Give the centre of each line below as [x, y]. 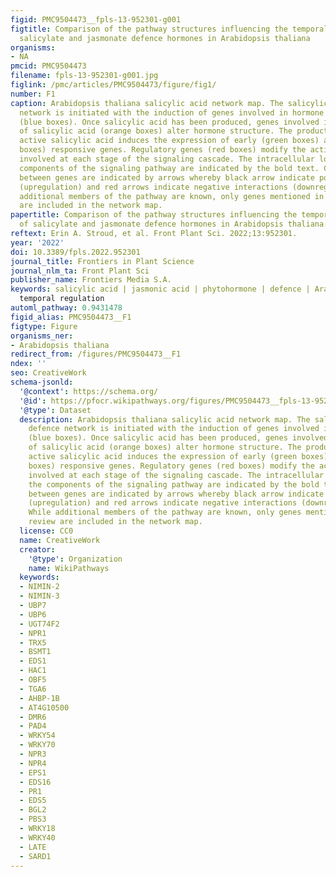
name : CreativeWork [60, 540]
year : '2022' [37, 242]
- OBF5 [33, 680]
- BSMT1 [35, 652]
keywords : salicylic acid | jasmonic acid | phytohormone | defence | [160, 289]
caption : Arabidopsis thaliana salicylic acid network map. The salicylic [169, 103]
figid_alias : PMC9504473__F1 [71, 317]
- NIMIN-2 [39, 587]
